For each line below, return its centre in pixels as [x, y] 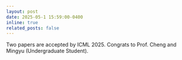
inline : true [22, 22]
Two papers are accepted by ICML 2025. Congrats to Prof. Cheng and [91, 45]
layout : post [22, 11]
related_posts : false [33, 28]
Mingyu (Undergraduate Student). [47, 51]
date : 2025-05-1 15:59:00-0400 [45, 17]
